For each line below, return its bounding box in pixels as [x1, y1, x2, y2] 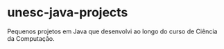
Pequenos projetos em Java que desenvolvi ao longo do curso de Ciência [7, 27, 218, 35]
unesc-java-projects [7, 5, 128, 20]
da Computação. [7, 34, 55, 42]
